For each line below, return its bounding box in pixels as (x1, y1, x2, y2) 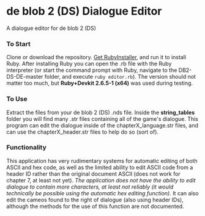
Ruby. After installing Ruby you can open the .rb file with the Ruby (6, 60, 172, 68)
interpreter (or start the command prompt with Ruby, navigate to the (6, 67, 177, 74)
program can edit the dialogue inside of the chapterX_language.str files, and (6, 121, 199, 129)
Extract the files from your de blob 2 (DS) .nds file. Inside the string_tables (6, 109, 195, 116)
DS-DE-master (6, 73, 43, 81)
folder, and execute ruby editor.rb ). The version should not (44, 73, 196, 81)
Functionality (6, 143, 47, 152)
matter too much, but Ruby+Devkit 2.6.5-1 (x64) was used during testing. (6, 79, 193, 87)
